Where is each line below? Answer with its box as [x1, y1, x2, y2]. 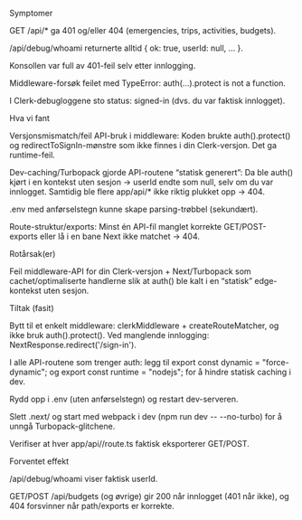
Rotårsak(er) [9, 249, 56, 259]
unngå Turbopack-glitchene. [9, 421, 116, 431]
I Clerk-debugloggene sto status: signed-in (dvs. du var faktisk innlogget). [9, 95, 286, 106]
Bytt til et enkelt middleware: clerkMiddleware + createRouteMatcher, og [9, 320, 279, 331]
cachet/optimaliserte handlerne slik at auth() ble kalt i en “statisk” [9, 276, 253, 286]
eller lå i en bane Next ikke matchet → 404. [39, 231, 201, 241]
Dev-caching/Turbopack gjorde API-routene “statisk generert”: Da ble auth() [9, 167, 294, 177]
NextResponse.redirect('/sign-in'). [9, 339, 137, 350]
